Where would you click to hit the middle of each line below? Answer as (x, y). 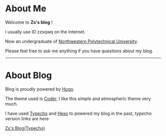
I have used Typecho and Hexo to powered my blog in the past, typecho (79, 113)
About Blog (29, 76)
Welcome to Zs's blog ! (29, 22)
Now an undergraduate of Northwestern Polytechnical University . (72, 41)
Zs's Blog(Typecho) (25, 128)
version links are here (27, 118)
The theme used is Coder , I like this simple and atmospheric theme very (78, 99)
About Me (26, 9)
